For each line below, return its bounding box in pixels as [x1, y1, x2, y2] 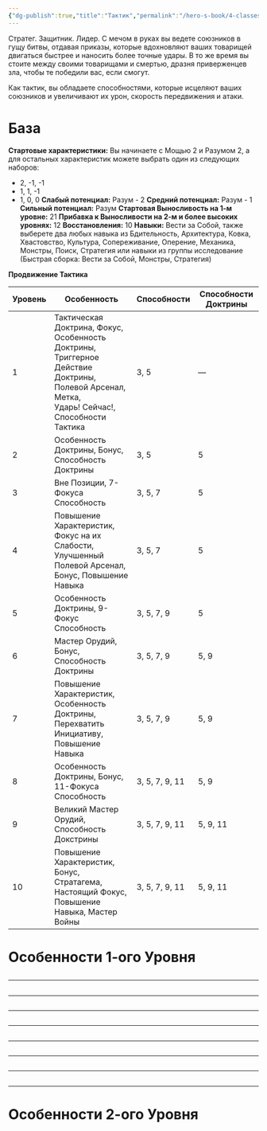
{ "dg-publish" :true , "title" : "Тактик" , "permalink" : [8, 11, 180, 20]
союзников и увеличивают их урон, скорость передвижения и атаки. [8, 91, 244, 100]
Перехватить [54, 718, 105, 729]
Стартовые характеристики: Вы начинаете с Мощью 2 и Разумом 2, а [8, 145, 250, 155]
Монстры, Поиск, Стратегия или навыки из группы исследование [19, 245, 244, 255]
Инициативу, [54, 728, 103, 739]
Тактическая [54, 311, 103, 323]
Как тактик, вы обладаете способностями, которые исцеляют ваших [8, 83, 242, 92]
